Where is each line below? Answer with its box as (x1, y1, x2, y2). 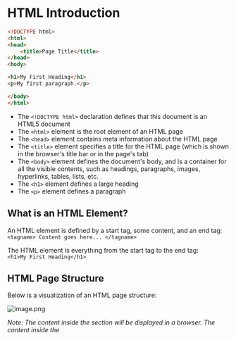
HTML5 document (17, 120, 70, 128)
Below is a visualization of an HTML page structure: (7, 291, 157, 300)
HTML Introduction (7, 5, 120, 21)
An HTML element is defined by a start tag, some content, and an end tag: (7, 226, 223, 234)
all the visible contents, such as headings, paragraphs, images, (17, 164, 201, 173)
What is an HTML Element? (7, 208, 128, 220)
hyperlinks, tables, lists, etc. (17, 172, 99, 180)
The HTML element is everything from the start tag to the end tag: (7, 246, 199, 254)
